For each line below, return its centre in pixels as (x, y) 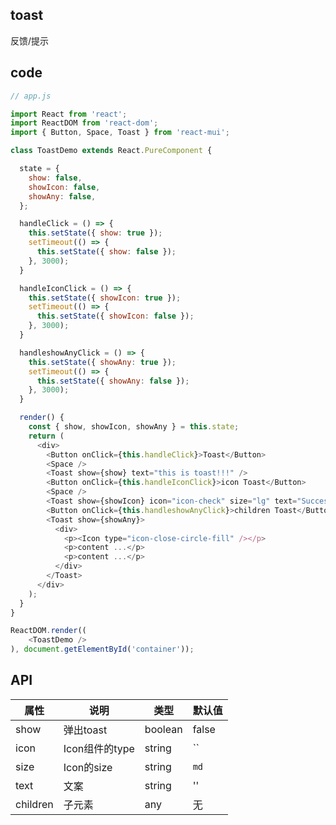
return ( (46, 436)
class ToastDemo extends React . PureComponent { (111, 151)
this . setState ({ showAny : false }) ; (113, 381)
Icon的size (88, 767)
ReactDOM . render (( (48, 631)
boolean (163, 729)
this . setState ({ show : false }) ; (106, 252)
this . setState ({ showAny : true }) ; (102, 362)
